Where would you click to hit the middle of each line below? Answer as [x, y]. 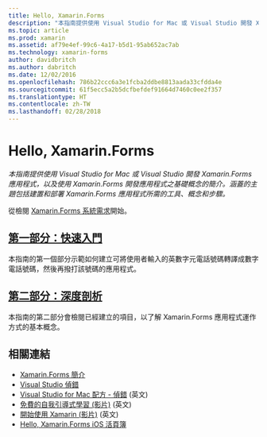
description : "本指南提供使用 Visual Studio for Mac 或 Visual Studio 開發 [130, 23]
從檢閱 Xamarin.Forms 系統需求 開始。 [70, 211]
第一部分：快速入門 [55, 238]
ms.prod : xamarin [37, 38]
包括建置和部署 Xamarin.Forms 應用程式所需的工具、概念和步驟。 [122, 193]
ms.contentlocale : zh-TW [49, 104]
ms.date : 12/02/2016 [43, 75]
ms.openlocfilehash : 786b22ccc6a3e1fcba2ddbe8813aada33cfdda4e [115, 82]
